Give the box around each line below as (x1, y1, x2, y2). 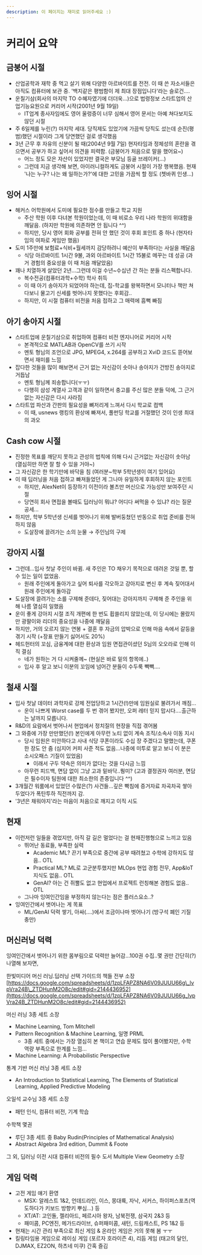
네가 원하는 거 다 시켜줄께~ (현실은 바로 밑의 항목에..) (24, 655, 149, 662)
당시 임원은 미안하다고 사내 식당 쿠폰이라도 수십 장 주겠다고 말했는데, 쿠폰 (24, 737, 197, 744)
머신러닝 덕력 (6, 935, 52, 945)
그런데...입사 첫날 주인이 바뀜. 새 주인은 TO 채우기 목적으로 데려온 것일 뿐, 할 (14, 564, 194, 572)
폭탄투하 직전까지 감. (36, 789, 85, 797)
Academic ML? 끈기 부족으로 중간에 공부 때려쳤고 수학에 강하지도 (33, 849, 188, 856)
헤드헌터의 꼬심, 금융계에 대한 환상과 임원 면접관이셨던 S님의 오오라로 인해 (14, 640, 189, 647)
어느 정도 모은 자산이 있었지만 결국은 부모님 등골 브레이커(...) (24, 155, 166, 162)
